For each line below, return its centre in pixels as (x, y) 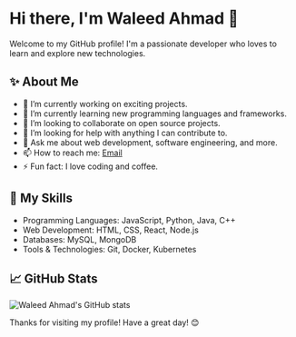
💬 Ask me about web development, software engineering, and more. (150, 142)
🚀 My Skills (41, 198)
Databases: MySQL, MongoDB (79, 239)
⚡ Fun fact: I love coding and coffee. (90, 166)
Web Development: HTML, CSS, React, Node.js (111, 230)
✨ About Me (44, 82)
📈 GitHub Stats (54, 278)
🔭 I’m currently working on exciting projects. (105, 104)
